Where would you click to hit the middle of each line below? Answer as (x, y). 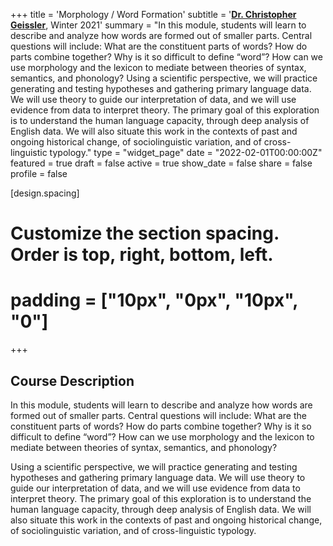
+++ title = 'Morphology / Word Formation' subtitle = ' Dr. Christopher (153, 14)
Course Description (72, 380)
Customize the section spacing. (145, 233)
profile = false (39, 173)
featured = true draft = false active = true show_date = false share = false (161, 163)
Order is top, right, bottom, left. (142, 255)
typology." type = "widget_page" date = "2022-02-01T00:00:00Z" (186, 152)
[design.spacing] (45, 193)
